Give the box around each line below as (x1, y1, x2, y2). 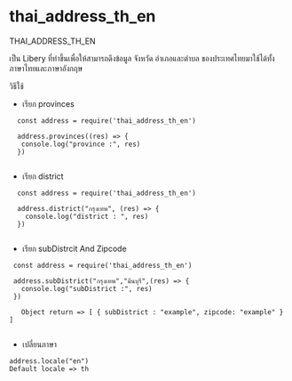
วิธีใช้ (9, 80, 24, 91)
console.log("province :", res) (20, 140, 141, 149)
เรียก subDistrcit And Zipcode (21, 243, 127, 254)
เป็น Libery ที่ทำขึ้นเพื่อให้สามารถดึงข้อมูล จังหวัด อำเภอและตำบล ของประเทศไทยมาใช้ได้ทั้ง (9, 53, 275, 63)
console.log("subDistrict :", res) (20, 284, 153, 293)
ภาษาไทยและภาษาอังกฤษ (9, 62, 83, 73)
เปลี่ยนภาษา (21, 338, 58, 349)
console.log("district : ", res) (25, 212, 149, 221)
